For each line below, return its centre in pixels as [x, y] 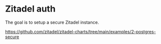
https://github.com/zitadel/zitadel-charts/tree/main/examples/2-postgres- [80, 31]
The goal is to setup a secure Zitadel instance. [52, 22]
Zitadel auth [30, 9]
